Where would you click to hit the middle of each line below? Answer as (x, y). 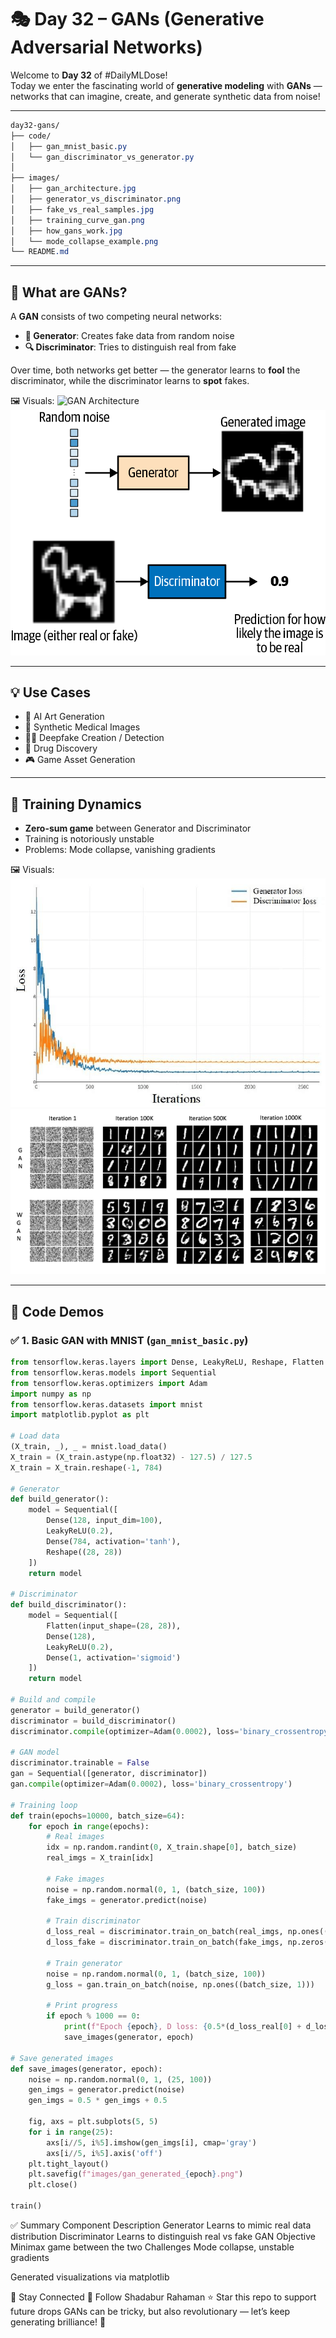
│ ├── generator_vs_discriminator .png (96, 199)
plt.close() (53, 2185)
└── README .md (40, 252)
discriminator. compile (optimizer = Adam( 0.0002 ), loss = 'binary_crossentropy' (171, 1731)
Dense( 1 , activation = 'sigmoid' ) (114, 1657)
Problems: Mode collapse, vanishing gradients (120, 850)
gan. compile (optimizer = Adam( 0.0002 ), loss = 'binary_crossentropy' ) (151, 1784)
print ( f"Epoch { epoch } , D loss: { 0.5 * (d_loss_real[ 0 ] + (182, 2027)
